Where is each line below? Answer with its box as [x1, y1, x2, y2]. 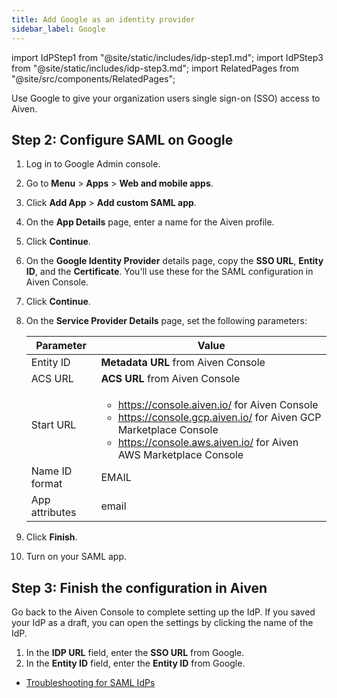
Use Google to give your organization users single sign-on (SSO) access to [11, 92, 321, 104]
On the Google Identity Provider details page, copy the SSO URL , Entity [25, 255, 324, 267]
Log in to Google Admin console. [25, 158, 161, 170]
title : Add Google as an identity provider [11, 14, 196, 25]
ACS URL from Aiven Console [100, 372, 241, 386]
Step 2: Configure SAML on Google [11, 131, 234, 148]
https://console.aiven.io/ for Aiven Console [117, 398, 319, 412]
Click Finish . [25, 531, 78, 543]
